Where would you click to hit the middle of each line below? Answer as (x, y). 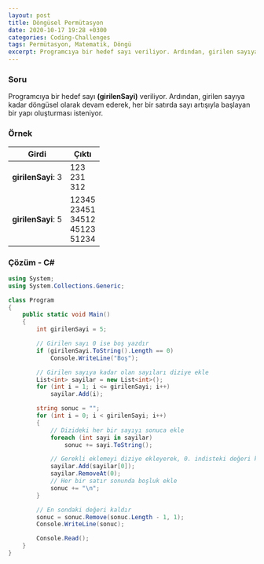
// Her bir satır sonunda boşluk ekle (114, 481)
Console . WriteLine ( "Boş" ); (94, 358)
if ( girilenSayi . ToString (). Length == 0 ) (105, 350)
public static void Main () (66, 315)
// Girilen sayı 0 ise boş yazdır (93, 344)
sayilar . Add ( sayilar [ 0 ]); (92, 467)
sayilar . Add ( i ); (77, 394)
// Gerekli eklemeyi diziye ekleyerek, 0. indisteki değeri (150, 459)
